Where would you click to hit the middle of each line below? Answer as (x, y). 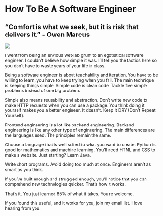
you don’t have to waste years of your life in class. (55, 66)
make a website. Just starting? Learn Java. (48, 155)
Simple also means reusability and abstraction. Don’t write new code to (76, 100)
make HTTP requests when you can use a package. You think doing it (75, 105)
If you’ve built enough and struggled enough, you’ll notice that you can (76, 179)
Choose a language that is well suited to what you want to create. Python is (80, 145)
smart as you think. (24, 170)
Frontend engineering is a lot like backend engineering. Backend (70, 125)
